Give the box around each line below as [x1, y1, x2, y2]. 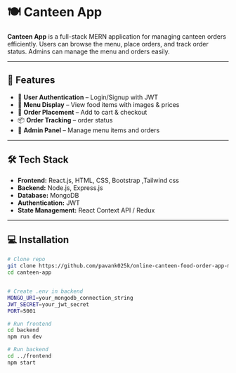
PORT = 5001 [7, 308, 37, 315]
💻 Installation [7, 234, 70, 246]
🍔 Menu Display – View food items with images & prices [17, 100, 180, 108]
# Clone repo [7, 256, 46, 263]
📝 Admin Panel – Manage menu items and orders [17, 126, 160, 134]
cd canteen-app [7, 269, 52, 277]
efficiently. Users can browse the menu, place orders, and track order [7, 39, 209, 48]
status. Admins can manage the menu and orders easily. [7, 47, 170, 56]
